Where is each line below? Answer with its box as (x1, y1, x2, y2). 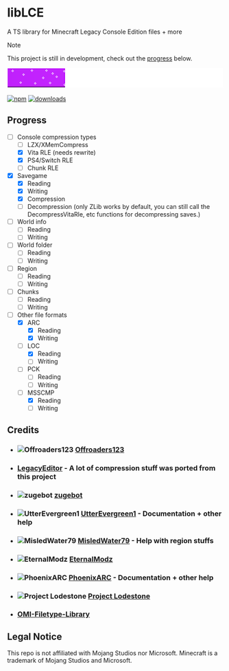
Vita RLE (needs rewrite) (27, 148, 96, 156)
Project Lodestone (88, 591, 151, 601)
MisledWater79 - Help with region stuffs (77, 536, 214, 545)
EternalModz (69, 554, 113, 564)
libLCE (7, 5, 45, 21)
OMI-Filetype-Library (16, 610, 91, 619)
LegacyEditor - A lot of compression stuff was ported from (16, 463, 216, 472)
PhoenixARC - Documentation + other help (68, 573, 214, 582)
